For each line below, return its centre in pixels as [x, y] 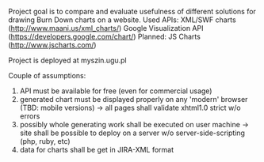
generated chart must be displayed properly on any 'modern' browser [134, 99]
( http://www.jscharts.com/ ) [52, 45]
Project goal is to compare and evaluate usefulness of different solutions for [132, 11]
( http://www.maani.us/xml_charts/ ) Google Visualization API [106, 28]
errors [30, 116]
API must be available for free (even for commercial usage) [116, 91]
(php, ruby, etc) [45, 141]
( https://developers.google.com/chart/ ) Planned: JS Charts [104, 36]
